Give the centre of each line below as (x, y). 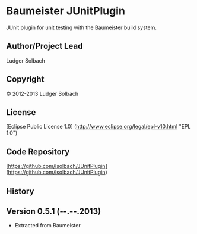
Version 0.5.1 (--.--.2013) (54, 211)
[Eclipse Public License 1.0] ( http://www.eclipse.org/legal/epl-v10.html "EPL (99, 127)
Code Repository (38, 152)
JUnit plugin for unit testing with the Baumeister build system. (82, 27)
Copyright (25, 79)
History (20, 191)
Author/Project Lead (45, 46)
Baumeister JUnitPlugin (66, 11)
